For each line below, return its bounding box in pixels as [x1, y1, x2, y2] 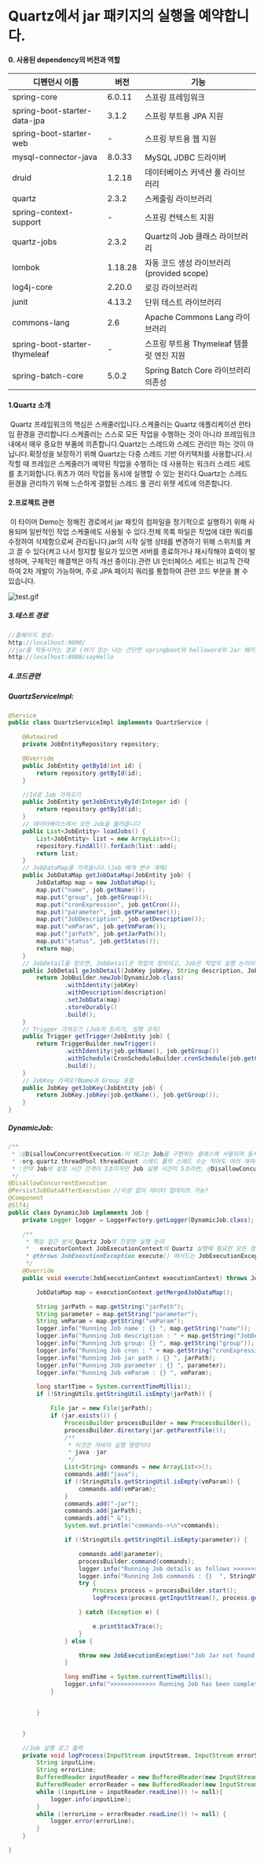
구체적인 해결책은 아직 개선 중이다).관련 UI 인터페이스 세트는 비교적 [31, 556, 236, 566]
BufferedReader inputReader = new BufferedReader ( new [36, 1774, 216, 1781]
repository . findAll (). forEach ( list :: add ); [36, 842, 178, 850]
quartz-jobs [12, 236, 57, 248]
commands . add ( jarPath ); [64, 1507, 143, 1515]
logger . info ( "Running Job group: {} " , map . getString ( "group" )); [36, 1339, 255, 1348]
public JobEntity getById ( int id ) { [22, 761, 143, 769]
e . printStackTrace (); [92, 1622, 163, 1630]
